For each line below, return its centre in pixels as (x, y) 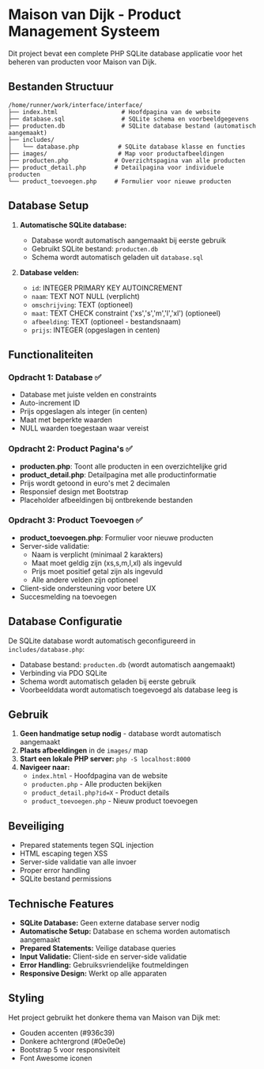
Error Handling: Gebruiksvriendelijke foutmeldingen (104, 965)
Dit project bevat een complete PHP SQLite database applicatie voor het (125, 53)
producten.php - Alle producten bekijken (96, 784)
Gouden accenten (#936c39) (67, 1033)
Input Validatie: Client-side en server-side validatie (103, 956)
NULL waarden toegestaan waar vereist (84, 428)
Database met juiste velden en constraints (88, 395)
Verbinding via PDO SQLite (63, 672)
